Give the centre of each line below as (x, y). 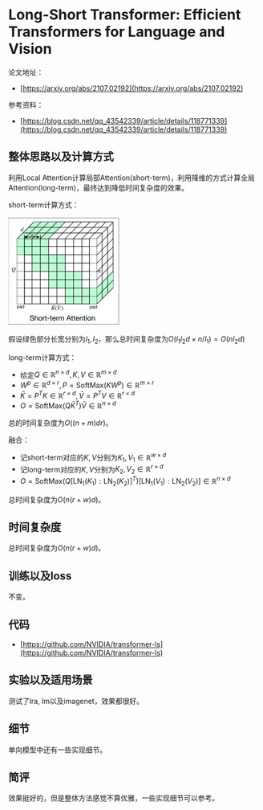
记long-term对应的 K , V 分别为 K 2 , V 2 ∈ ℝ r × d (91, 469)
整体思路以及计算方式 (61, 157)
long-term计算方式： (42, 357)
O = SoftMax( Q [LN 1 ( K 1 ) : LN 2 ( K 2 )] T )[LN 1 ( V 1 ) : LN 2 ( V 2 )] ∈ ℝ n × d (125, 481)
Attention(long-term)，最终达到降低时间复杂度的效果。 (99, 187)
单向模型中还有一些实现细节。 (57, 750)
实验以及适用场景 (51, 680)
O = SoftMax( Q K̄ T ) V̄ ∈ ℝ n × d (68, 405)
